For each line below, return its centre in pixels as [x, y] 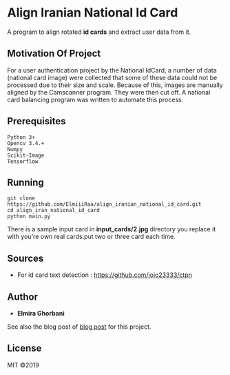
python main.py [29, 217]
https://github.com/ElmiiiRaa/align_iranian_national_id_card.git [104, 204]
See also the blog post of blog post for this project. [79, 327]
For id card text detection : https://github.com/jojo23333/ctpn [105, 275]
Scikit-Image [26, 155]
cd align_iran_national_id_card [53, 211]
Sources [25, 258]
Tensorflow [23, 161]
